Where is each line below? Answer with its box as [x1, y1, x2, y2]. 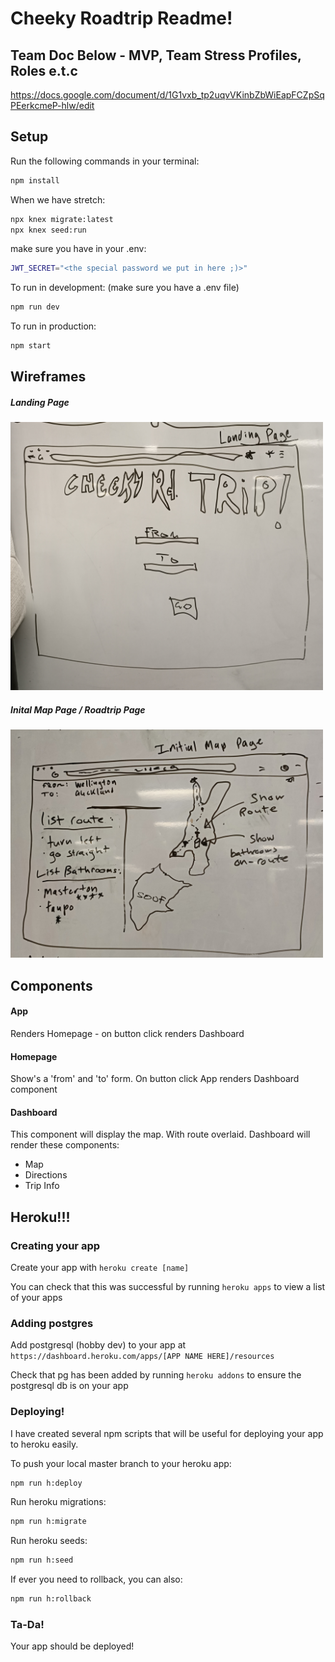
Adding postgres [10, 1316, 94, 1330]
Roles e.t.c [10, 62, 78, 79]
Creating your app [10, 1238, 101, 1252]
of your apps [10, 1292, 63, 1304]
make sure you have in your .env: [10, 243, 147, 255]
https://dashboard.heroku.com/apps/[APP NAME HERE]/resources [10, 1352, 275, 1362]
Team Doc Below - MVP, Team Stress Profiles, [10, 47, 302, 64]
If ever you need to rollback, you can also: [10, 1573, 183, 1586]
